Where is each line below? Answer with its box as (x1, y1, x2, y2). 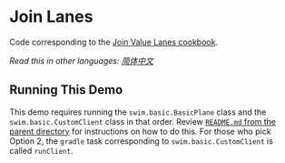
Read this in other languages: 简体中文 (9, 55, 154, 66)
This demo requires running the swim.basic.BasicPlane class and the (9, 107, 267, 117)
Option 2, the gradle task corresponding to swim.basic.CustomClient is (9, 135, 274, 147)
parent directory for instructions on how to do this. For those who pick (9, 126, 271, 137)
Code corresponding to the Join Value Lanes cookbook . (9, 36, 219, 47)
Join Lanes (9, 6, 93, 27)
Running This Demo (9, 82, 123, 97)
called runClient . (9, 145, 74, 156)
